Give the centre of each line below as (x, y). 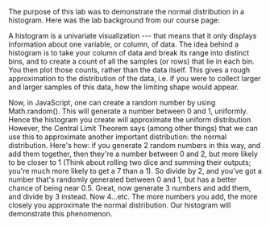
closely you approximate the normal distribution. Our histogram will (120, 205)
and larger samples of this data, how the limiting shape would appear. (124, 87)
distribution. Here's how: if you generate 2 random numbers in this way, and (135, 145)
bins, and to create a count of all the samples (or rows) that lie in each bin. (132, 61)
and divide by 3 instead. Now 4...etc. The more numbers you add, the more (133, 197)
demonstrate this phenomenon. (60, 214)
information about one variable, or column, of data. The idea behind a (124, 44)
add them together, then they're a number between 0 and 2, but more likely (133, 154)
